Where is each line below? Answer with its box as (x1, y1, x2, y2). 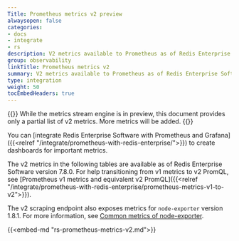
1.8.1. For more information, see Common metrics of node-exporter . (7, 212, 204, 220)
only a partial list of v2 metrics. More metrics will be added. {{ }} (7, 117, 193, 125)
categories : (7, 24, 43, 31)
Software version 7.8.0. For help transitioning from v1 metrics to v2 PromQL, (7, 168, 229, 176)
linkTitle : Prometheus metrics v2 (7, 63, 110, 71)
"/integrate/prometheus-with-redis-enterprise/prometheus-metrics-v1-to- (7, 183, 224, 191)
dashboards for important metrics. (7, 146, 108, 155)
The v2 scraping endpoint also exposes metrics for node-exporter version (7, 204, 223, 212)
